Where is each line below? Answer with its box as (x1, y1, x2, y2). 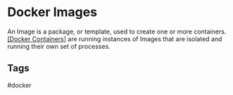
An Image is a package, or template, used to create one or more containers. (7, 27, 227, 36)
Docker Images (7, 4, 97, 20)
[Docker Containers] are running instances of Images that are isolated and (7, 34, 222, 43)
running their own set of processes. (7, 42, 111, 50)
